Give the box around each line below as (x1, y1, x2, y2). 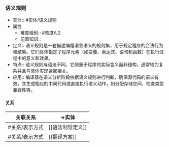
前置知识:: (20, 36, 41, 42)
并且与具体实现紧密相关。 (17, 68, 71, 74)
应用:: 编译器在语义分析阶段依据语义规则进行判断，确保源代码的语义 (12, 74, 155, 80)
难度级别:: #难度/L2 (20, 30, 61, 36)
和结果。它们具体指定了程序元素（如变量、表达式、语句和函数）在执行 (12, 49, 160, 55)
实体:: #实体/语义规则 (12, 17, 57, 23)
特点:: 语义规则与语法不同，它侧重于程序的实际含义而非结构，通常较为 (12, 62, 159, 68)
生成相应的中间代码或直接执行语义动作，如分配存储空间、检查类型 (26, 80, 164, 87)
